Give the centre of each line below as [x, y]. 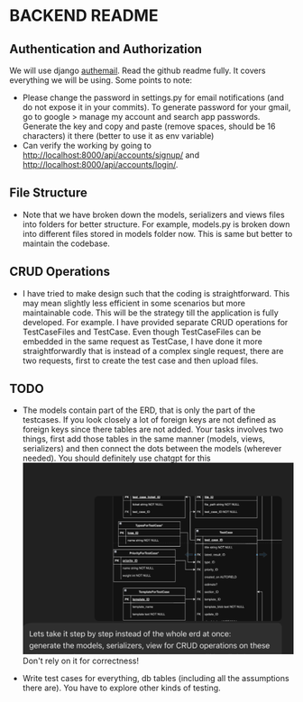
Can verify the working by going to [87, 146]
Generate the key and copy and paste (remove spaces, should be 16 [149, 126]
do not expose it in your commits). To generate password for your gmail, [156, 107]
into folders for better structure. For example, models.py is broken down [156, 224]
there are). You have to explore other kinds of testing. [121, 688]
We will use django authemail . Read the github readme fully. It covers [138, 70]
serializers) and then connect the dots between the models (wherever [152, 449]
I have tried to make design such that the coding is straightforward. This [156, 293]
